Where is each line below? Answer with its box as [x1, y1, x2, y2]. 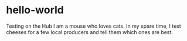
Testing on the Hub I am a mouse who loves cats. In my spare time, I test [6, 23, 182, 29]
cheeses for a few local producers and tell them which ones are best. [6, 28, 173, 35]
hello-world [6, 3, 64, 17]
